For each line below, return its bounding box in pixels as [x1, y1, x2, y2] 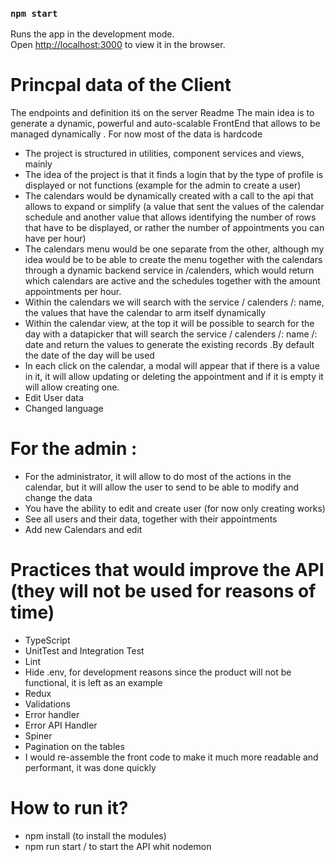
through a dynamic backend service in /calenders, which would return [24, 264, 315, 277]
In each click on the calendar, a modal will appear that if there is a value [24, 360, 320, 372]
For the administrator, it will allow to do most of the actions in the [24, 471, 292, 483]
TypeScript [24, 634, 71, 647]
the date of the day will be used [24, 349, 155, 362]
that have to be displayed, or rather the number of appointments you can [24, 222, 325, 234]
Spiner [24, 730, 53, 742]
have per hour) [24, 233, 87, 245]
